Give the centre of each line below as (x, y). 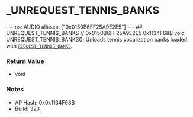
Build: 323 (27, 109)
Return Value (25, 61)
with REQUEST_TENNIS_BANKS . (39, 46)
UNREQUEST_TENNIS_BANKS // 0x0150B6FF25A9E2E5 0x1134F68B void (95, 33)
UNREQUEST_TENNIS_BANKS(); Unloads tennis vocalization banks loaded (97, 39)
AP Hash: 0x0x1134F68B (45, 102)
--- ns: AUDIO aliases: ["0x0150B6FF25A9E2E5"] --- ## (75, 27)
